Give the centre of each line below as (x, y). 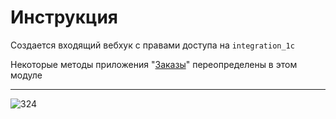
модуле (26, 75)
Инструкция (64, 17)
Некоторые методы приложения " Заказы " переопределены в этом (154, 64)
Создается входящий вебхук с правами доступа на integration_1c (152, 45)
